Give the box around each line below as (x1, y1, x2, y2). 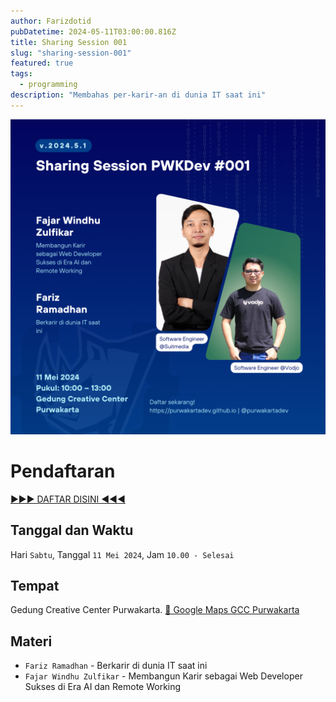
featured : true (10, 58, 74, 69)
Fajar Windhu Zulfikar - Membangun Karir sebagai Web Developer (24, 670, 303, 682)
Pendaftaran (10, 460, 116, 482)
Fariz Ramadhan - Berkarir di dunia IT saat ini (24, 660, 208, 672)
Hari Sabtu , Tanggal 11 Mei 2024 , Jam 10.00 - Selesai (10, 548, 235, 560)
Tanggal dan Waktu (10, 522, 134, 539)
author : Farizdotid (10, 16, 92, 26)
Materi (10, 633, 53, 650)
